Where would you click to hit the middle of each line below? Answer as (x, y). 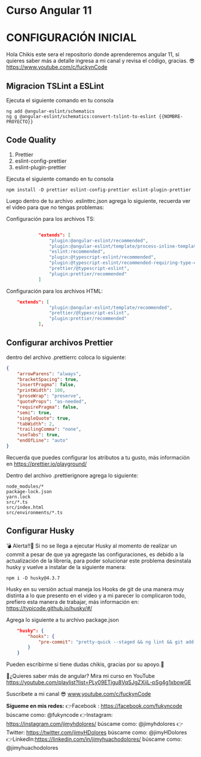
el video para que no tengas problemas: (55, 207)
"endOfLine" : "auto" (42, 440)
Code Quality (31, 140)
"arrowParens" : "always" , (49, 374)
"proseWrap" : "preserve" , (49, 396)
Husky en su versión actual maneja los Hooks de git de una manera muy (95, 589)
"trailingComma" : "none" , (49, 429)
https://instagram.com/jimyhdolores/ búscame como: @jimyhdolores (91, 724)
